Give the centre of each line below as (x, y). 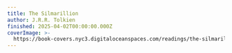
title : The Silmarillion (43, 13)
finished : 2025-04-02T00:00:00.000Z (60, 26)
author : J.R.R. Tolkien (41, 20)
